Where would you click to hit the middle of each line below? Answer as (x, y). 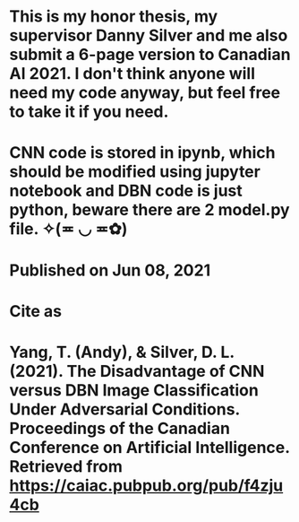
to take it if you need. (89, 112)
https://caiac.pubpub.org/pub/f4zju (146, 485)
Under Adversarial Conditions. (124, 409)
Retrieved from (66, 466)
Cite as (36, 311)
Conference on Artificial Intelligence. (149, 447)
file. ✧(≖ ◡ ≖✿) (68, 229)
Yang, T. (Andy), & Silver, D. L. (122, 352)
